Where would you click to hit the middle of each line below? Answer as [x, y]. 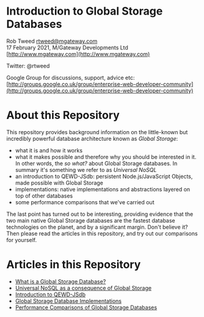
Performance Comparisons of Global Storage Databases [86, 307]
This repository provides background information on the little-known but [97, 132]
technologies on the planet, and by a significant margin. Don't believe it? [97, 227]
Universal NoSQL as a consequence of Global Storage [83, 288]
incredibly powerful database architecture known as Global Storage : [92, 138]
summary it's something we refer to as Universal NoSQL [86, 169]
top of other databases [44, 196]
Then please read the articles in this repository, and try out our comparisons [102, 233]
